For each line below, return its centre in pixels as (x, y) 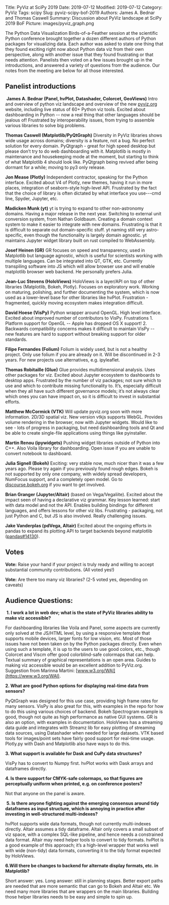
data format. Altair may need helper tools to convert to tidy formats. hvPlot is (84, 840)
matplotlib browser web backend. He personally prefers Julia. (69, 271)
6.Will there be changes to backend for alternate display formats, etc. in (82, 866)
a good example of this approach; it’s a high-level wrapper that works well (82, 845)
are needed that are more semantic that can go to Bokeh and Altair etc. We (82, 886)
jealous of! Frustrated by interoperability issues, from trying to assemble (80, 120)
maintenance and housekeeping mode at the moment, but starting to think (82, 156)
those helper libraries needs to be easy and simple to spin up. (69, 897)
